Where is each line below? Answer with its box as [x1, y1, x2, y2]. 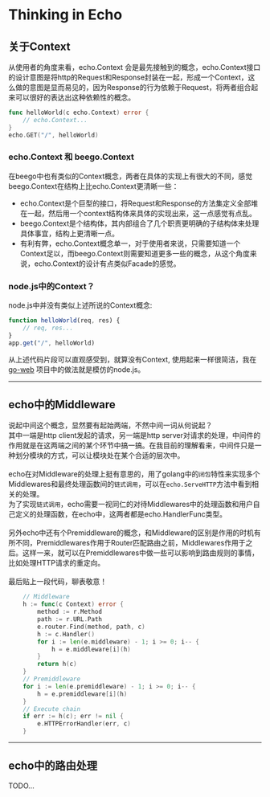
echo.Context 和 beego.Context [8, 151, 134, 162]
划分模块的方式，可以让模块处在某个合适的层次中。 [14, 451, 185, 460]
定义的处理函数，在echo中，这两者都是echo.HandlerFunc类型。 [14, 509, 227, 519]
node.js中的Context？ [8, 280, 95, 292]
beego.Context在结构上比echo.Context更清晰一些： [8, 181, 179, 190]
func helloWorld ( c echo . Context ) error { [8, 108, 149, 116]
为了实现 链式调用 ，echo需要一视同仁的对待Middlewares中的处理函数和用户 [8, 500, 253, 509]
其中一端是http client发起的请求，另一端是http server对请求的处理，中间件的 [8, 431, 261, 440]
